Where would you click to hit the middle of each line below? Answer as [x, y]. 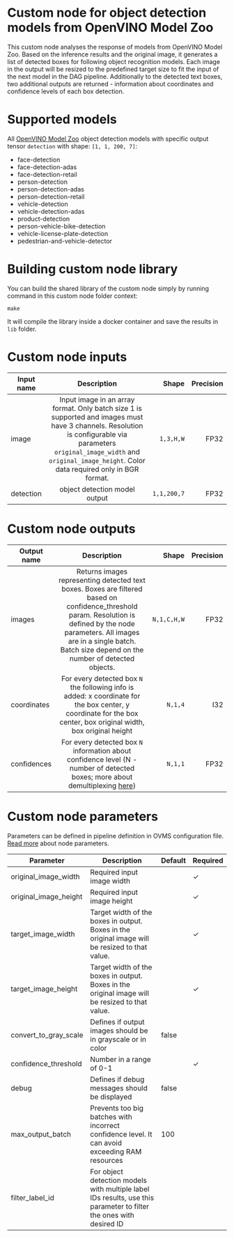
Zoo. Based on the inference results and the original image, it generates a [112, 54]
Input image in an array [97, 400]
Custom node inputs [67, 357]
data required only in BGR [97, 469]
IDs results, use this [122, 1198]
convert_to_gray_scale [47, 1035]
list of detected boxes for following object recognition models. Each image [114, 61]
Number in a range [120, 1059]
